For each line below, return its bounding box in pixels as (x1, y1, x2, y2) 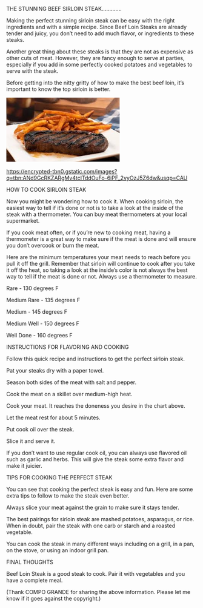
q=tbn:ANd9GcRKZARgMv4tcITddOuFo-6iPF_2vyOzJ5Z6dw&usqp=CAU (6, 174, 188, 181)
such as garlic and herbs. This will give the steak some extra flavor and (6, 456, 184, 463)
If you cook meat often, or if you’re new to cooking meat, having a (6, 229, 171, 236)
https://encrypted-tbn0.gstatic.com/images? (6, 168, 118, 175)
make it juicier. (6, 462, 42, 469)
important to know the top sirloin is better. (6, 86, 111, 93)
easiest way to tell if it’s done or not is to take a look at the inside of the (6, 204, 184, 211)
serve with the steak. (6, 67, 59, 75)
